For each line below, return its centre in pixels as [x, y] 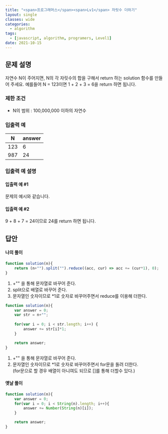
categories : [18, 24]
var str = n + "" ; [32, 315]
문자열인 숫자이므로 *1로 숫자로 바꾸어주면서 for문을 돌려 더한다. [75, 364]
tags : [11, 33]
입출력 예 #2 [17, 209]
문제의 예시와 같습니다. [27, 196]
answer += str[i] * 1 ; [45, 329]
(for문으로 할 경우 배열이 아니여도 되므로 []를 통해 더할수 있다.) [74, 371]
